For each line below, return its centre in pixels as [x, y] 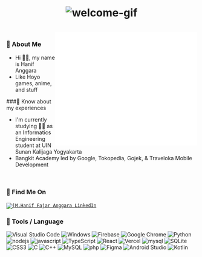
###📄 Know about [29, 101]
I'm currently [31, 119]
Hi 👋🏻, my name [35, 57]
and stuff [26, 89]
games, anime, [34, 83]
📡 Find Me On [26, 192]
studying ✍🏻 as [34, 126]
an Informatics [33, 132]
